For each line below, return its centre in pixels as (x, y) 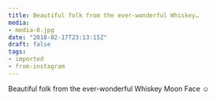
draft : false (30, 45)
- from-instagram (37, 67)
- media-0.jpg (32, 30)
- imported (26, 60)
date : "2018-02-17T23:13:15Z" (58, 37)
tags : (17, 52)
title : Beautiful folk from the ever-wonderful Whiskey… (104, 15)
